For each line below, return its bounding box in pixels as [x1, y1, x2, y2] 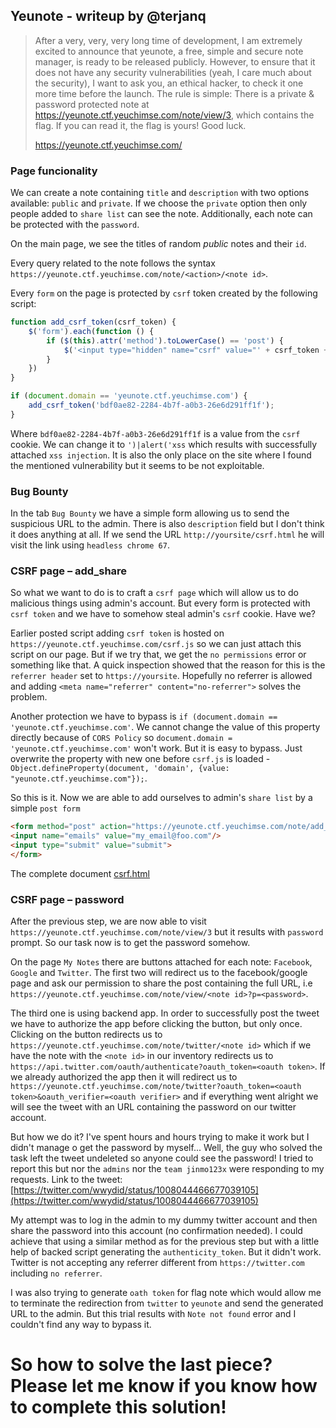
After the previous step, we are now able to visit [10, 915, 207, 928]
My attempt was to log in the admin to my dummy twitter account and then [10, 1214, 318, 1226]
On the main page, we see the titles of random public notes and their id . [10, 238, 307, 250]
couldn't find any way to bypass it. [10, 1319, 152, 1331]
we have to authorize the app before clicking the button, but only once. [10, 1018, 303, 1030]
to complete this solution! [10, 1396, 227, 1419]
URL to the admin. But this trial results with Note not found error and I [10, 1308, 297, 1320]
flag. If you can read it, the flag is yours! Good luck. [34, 119, 247, 131]
